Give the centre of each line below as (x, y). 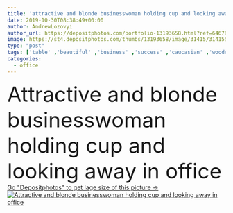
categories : (24, 59)
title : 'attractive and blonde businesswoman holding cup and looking (111, 14)
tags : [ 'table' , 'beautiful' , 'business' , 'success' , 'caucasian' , (108, 53)
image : (17, 40)
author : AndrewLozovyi (40, 26)
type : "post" (26, 46)
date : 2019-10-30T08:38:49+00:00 (55, 20)
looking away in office (114, 171)
